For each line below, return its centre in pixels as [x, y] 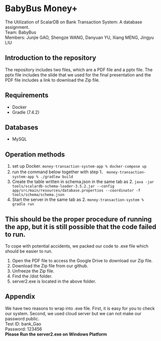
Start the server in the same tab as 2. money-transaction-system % [78, 199]
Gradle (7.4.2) [26, 112]
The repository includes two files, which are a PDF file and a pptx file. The [79, 70]
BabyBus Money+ [41, 9]
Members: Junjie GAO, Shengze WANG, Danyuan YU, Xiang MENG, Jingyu [80, 37]
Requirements [27, 95]
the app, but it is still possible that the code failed [81, 227]
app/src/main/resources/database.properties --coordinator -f [76, 191]
